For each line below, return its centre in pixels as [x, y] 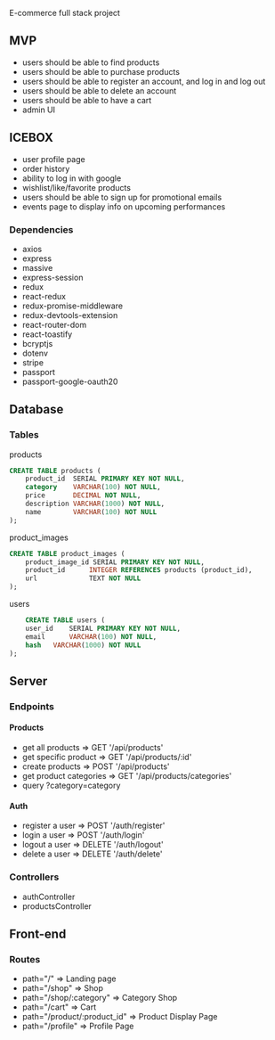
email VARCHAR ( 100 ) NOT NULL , [91, 636]
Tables [24, 435]
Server [28, 681]
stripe [33, 362]
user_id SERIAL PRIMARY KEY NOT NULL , [103, 628]
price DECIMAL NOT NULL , [83, 495]
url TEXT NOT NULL [83, 578]
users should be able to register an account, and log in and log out [144, 81]
